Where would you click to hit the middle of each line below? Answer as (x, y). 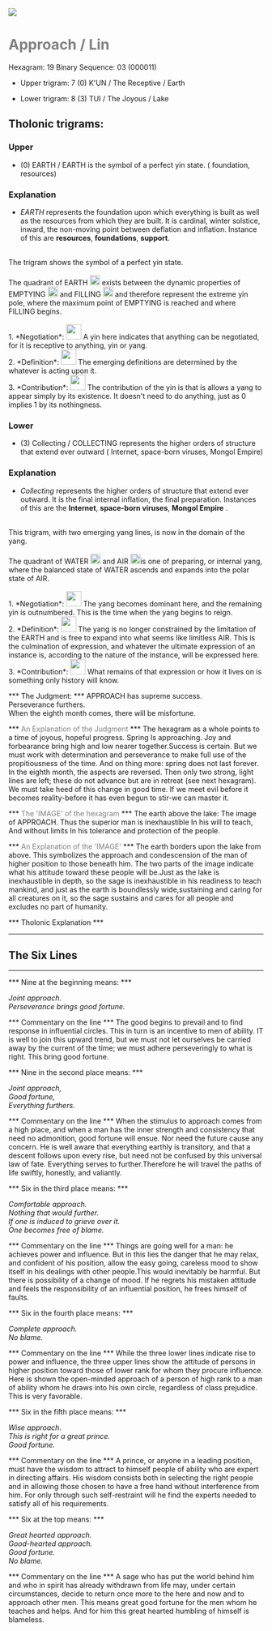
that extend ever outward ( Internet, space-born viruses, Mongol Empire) (141, 452)
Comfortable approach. (48, 1205)
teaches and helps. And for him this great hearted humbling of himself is (129, 1611)
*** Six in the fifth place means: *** (68, 1412)
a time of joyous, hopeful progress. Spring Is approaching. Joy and (120, 737)
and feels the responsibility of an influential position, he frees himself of (128, 1289)
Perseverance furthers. (47, 704)
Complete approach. (43, 1329)
